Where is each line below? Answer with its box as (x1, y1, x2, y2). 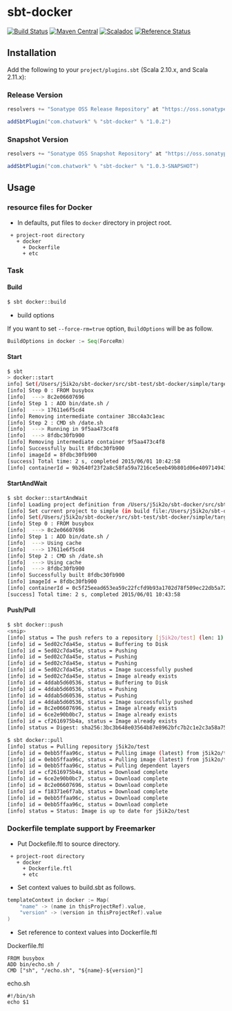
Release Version (7, 90, 64, 100)
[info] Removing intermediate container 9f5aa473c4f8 (7, 438, 166, 446)
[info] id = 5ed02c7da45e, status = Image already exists (7, 673, 177, 680)
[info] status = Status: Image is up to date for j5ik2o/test (7, 807, 190, 815)
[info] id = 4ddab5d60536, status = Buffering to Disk (7, 679, 168, 686)
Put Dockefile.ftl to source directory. (17, 840, 121, 848)
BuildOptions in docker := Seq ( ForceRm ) (7, 337, 126, 344)
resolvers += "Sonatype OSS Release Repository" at (7, 106, 159, 113)
